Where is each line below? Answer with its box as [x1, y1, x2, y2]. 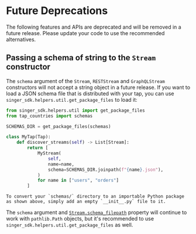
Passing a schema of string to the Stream [6, 53, 156, 63]
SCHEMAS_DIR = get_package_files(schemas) [6, 123, 111, 129]
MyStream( [37, 150, 61, 156]
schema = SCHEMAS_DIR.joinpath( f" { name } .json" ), [47, 167, 164, 173]
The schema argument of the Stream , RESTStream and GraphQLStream [6, 77, 165, 84]
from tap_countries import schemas [6, 113, 93, 119]
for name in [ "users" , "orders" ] [37, 177, 119, 184]
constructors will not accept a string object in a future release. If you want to [6, 84, 191, 91]
